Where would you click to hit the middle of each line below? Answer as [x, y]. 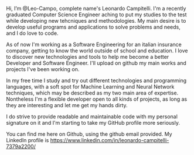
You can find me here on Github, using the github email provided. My [89, 134]
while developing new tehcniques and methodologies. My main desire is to [96, 21]
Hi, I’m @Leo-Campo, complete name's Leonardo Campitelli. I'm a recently [96, 8]
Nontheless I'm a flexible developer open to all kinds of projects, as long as [97, 99]
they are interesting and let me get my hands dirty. [67, 105]
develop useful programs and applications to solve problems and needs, [93, 27]
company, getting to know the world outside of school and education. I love [97, 51]
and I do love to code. [32, 33]
